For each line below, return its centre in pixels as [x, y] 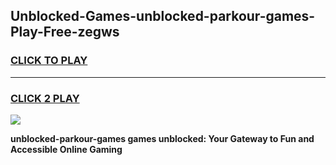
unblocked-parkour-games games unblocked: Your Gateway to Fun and [162, 138]
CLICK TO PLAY [49, 61]
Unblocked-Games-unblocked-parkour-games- [163, 16]
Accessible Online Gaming [66, 149]
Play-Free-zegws [65, 32]
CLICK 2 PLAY [45, 98]
